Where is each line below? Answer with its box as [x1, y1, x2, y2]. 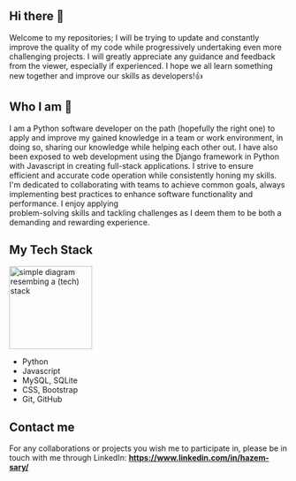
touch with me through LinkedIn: [9, 453, 127, 463]
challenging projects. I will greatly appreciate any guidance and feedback [9, 50, 276, 62]
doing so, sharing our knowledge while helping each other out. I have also [9, 141, 278, 152]
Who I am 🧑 [9, 99, 72, 115]
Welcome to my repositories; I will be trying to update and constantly [9, 32, 260, 42]
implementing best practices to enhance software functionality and [9, 188, 254, 199]
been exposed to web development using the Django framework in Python [9, 151, 280, 162]
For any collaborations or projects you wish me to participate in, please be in [9, 443, 287, 454]
